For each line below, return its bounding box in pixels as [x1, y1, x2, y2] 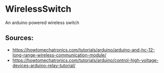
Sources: [5, 34, 34, 42]
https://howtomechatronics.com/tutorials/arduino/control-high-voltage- [12, 57, 159, 63]
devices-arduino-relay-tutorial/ [12, 62, 76, 68]
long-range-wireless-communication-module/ [12, 52, 107, 58]
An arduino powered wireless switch [5, 20, 79, 25]
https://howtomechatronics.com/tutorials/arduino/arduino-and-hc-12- [12, 47, 155, 52]
